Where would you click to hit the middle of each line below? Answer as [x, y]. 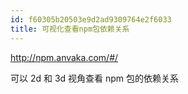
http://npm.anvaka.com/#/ [64, 57]
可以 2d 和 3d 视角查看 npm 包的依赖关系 [95, 78]
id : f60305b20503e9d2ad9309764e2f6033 [91, 19]
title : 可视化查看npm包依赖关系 [70, 29]
